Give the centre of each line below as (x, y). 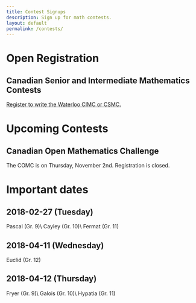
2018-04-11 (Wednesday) (55, 245)
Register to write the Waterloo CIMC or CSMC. (64, 105)
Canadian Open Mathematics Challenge (83, 151)
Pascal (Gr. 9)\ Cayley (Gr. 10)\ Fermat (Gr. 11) (63, 226)
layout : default (27, 23)
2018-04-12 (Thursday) (52, 279)
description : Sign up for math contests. (59, 17)
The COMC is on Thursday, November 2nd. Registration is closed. (88, 166)
